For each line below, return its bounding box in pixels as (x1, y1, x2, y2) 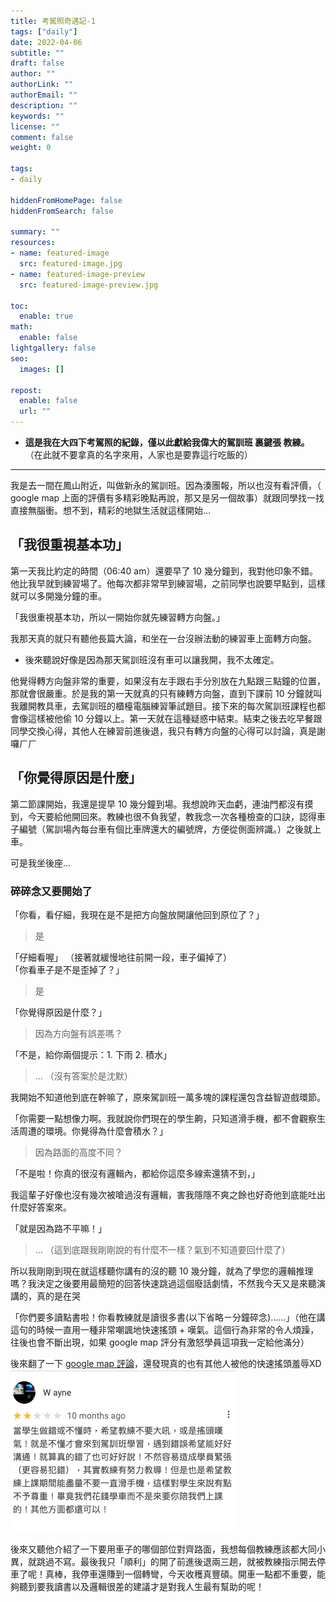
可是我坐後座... (10, 856, 72, 869)
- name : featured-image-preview (10, 269, 145, 279)
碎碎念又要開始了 (10, 884, 93, 898)
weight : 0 (10, 143, 52, 153)
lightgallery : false (10, 343, 97, 353)
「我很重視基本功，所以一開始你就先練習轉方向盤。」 (10, 611, 225, 623)
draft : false (10, 58, 65, 69)
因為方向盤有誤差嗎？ (34, 1027, 123, 1039)
